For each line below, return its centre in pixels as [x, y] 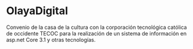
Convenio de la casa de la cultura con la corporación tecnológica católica [96, 27]
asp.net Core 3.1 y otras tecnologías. [51, 40]
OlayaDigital [37, 11]
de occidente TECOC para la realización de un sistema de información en [96, 33]
